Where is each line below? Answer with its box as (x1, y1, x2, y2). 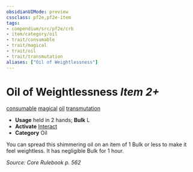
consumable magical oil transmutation (6, 105, 101, 112)
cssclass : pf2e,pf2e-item (6, 14, 71, 20)
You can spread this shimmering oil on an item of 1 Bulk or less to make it (6, 141, 187, 148)
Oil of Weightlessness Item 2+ (6, 85, 160, 99)
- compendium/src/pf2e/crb (6, 25, 74, 32)
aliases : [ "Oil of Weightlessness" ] (6, 59, 98, 65)
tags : (6, 20, 20, 26)
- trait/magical (6, 43, 47, 49)
